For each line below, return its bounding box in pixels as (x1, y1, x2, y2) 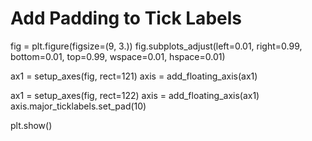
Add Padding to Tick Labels (10, 7, 242, 30)
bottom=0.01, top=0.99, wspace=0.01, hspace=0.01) (10, 50, 226, 62)
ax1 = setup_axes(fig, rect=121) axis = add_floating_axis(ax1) (10, 70, 258, 82)
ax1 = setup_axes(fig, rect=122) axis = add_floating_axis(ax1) (10, 89, 260, 101)
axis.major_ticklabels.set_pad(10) (10, 100, 147, 112)
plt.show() (10, 119, 53, 131)
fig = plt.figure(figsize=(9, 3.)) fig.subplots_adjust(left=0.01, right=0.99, (10, 40, 303, 52)
